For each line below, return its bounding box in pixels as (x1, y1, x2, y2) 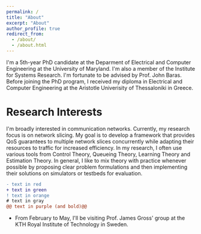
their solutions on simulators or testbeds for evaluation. (6, 169, 143, 177)
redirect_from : (6, 31, 44, 37)
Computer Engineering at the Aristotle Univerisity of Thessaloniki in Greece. (6, 84, 194, 91)
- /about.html (11, 43, 47, 49)
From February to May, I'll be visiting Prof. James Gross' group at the (14, 214, 185, 222)
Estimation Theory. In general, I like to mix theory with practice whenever (6, 157, 187, 164)
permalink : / (6, 8, 39, 15)
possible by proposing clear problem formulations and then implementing (6, 163, 188, 170)
